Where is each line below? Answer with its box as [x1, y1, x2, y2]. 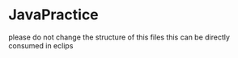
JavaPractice [8, 6, 99, 24]
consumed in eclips [8, 40, 74, 50]
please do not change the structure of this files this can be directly [8, 32, 231, 42]
